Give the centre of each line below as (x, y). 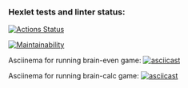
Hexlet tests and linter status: (67, 12)
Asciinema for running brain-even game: (75, 60)
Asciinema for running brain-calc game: (74, 76)
